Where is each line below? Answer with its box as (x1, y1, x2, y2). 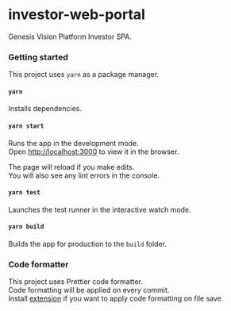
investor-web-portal (8, 6, 145, 24)
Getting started (8, 52, 69, 63)
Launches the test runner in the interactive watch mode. (8, 205, 192, 214)
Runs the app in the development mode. (8, 138, 139, 148)
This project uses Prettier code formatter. (8, 277, 143, 286)
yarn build (8, 223, 44, 231)
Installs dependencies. (8, 104, 82, 113)
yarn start (8, 122, 44, 130)
